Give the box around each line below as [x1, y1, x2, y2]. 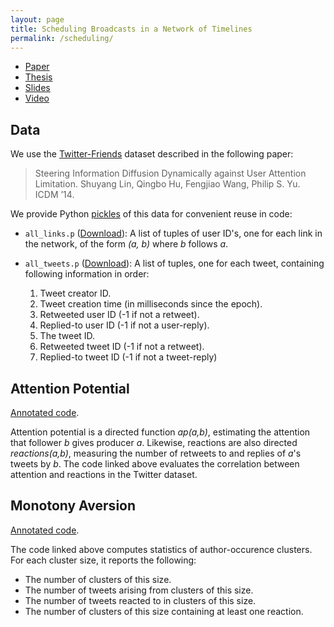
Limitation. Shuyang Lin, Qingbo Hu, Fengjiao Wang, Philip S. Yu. [34, 178, 301, 190]
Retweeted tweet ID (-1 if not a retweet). [39, 341, 205, 353]
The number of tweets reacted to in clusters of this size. [24, 594, 257, 606]
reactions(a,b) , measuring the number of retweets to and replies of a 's [10, 447, 302, 459]
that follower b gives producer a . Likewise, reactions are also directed [10, 437, 298, 448]
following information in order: [24, 268, 150, 280]
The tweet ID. [39, 330, 96, 342]
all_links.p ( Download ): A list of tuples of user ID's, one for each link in [24, 227, 323, 240]
